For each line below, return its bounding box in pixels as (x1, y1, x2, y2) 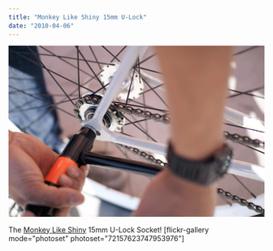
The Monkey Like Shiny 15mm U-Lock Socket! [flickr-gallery (8, 224, 210, 235)
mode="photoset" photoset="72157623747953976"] (8, 233, 184, 243)
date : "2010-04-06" (8, 21, 75, 30)
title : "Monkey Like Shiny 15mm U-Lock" (8, 13, 148, 21)
